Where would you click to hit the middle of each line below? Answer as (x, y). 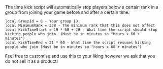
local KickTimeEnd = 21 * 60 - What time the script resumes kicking (78, 43)
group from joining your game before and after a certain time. (67, 12)
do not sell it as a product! (32, 61)
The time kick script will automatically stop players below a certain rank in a (82, 7)
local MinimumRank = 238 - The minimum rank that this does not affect (80, 25)
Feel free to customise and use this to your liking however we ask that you (80, 56)
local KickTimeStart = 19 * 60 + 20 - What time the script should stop (81, 30)
